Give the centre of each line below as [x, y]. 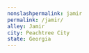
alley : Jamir [26, 26]
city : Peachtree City [39, 33]
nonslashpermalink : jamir [44, 13]
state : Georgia [29, 39]
